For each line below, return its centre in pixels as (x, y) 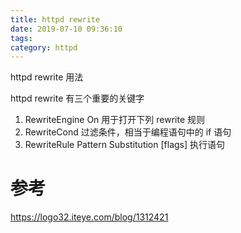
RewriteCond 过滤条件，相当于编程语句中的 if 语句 (128, 132)
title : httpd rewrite (55, 19)
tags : (21, 38)
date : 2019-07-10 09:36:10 (66, 29)
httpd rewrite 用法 (47, 77)
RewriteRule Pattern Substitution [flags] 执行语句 (125, 145)
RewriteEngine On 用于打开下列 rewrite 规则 (115, 120)
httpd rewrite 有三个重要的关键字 (77, 98)
